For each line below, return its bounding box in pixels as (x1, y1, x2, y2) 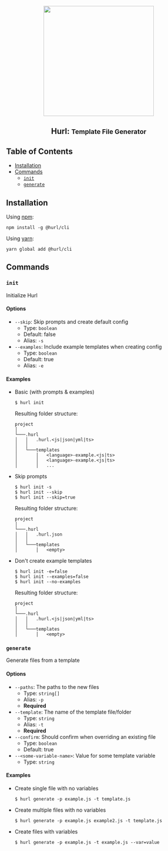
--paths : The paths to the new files (14, 683, 99, 690)
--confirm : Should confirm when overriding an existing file (14, 733, 156, 740)
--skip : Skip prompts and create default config (14, 318, 129, 325)
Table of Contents (6, 146, 73, 156)
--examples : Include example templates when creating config (14, 343, 162, 350)
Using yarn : (6, 235, 34, 242)
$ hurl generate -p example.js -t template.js (14, 796, 131, 802)
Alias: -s (23, 337, 44, 344)
